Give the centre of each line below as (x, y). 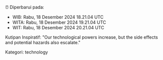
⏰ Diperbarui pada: (25, 7)
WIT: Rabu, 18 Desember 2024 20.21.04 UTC (58, 28)
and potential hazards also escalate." (43, 42)
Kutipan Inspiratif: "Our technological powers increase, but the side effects (81, 37)
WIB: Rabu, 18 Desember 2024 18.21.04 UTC (58, 17)
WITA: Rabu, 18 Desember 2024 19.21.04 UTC (59, 22)
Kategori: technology (27, 52)
